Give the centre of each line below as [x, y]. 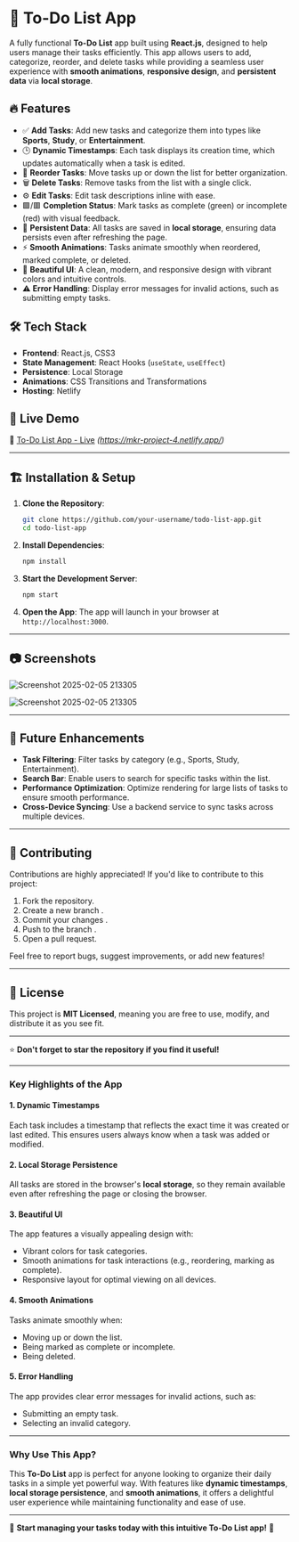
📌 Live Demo [44, 418]
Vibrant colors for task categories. [85, 1252]
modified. [27, 1145]
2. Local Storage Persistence [64, 1164]
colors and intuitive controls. [74, 279]
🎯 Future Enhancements [77, 738]
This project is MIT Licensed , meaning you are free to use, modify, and [139, 1014]
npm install [44, 561]
